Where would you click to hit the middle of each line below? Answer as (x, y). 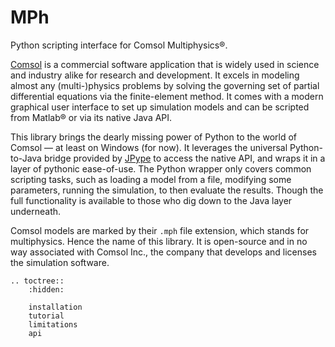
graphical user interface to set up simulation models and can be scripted (160, 107)
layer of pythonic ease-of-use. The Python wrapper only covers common (161, 168)
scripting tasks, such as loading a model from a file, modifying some (151, 179)
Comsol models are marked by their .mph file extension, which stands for (160, 230)
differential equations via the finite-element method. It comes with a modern (167, 96)
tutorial (46, 316)
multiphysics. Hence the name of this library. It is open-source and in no (159, 241)
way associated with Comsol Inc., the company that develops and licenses (163, 252)
